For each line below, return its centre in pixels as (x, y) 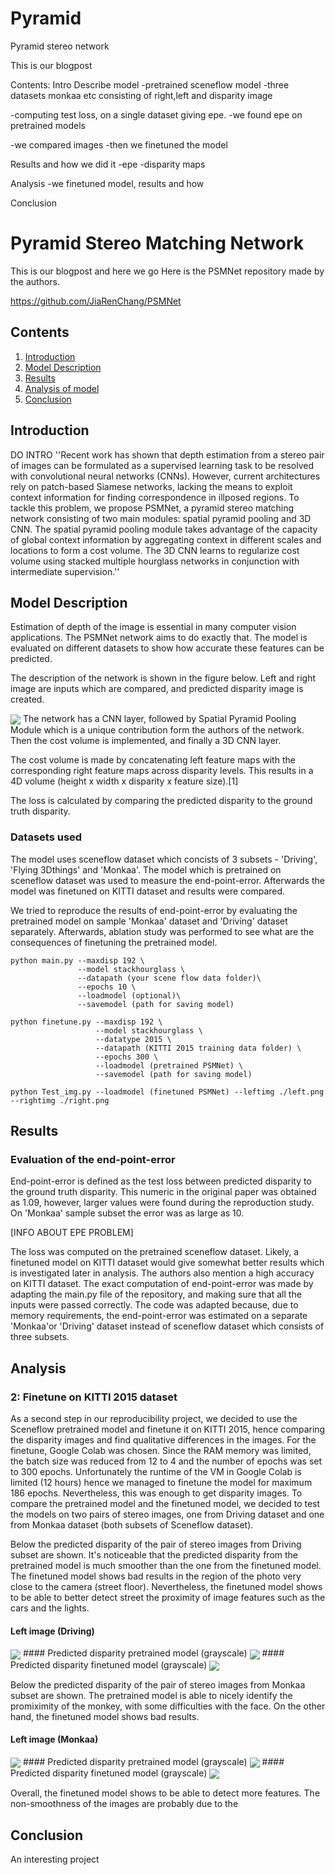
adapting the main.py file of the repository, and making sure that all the (156, 1294)
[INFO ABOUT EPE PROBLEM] (72, 1233)
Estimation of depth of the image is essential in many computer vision (153, 627)
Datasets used (46, 837)
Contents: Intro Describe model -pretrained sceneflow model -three (150, 84)
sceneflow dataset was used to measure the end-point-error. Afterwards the (167, 880)
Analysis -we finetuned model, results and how (107, 183)
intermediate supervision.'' (65, 571)
